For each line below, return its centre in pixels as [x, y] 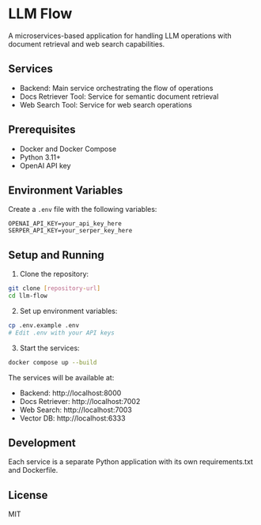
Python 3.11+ [40, 157]
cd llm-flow [28, 296]
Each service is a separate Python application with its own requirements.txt [130, 462]
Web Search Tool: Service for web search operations [106, 104]
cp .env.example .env [44, 325]
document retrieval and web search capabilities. [87, 43]
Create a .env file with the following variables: [83, 210]
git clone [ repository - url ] [55, 289]
